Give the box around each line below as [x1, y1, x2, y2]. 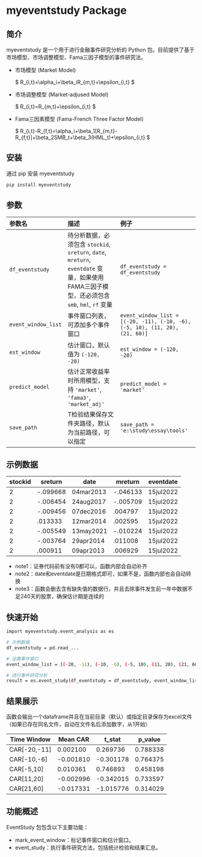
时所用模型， [67, 376, 104, 385]
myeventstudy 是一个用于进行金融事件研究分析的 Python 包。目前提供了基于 [6, 46, 195, 53]
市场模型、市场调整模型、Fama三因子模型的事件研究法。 [6, 54, 146, 61]
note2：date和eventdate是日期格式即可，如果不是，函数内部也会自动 [14, 570, 186, 578]
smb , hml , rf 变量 [67, 300, 113, 309]
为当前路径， [67, 428, 104, 436]
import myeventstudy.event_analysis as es [6, 628, 114, 635]
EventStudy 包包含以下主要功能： [6, 823, 89, 831]
